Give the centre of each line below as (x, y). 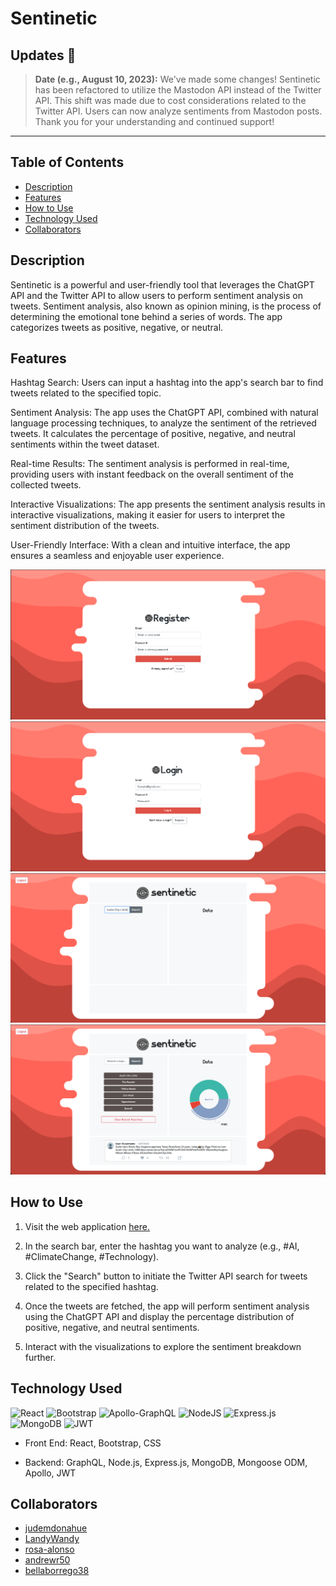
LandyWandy (52, 1539)
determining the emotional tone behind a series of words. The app (146, 316)
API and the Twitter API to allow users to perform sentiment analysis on (156, 295)
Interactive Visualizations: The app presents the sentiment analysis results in (168, 504)
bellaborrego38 (57, 1571)
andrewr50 (47, 1560)
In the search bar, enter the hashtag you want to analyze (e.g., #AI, (162, 1246)
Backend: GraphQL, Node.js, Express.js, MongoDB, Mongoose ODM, (166, 1462)
